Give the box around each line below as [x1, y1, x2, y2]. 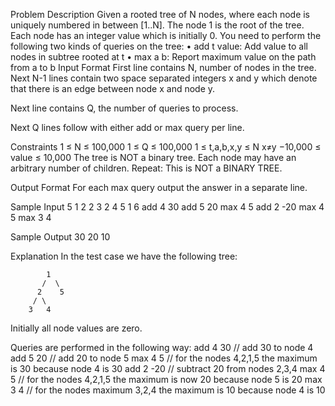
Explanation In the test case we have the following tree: [10, 250, 238, 262]
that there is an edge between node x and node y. [10, 83, 216, 94]
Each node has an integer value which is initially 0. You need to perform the [10, 30, 322, 41]
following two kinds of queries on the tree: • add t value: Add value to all [10, 40, 308, 52]
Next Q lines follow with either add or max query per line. [10, 122, 245, 133]
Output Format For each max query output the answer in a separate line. [10, 182, 308, 193]
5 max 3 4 [10, 212, 52, 223]
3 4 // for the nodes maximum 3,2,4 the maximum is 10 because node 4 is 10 [10, 384, 326, 396]
